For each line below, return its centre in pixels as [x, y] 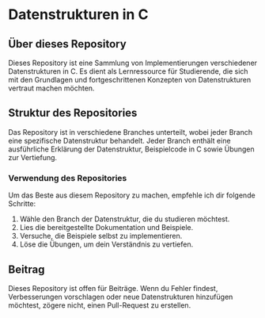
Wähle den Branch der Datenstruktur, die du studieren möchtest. [125, 219]
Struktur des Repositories [73, 113]
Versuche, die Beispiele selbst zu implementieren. [101, 236]
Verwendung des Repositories [68, 178]
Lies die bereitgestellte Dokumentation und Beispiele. [106, 228]
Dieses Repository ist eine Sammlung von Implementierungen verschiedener [133, 63]
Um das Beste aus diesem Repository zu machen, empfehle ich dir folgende [132, 195]
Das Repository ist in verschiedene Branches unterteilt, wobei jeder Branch [131, 132]
